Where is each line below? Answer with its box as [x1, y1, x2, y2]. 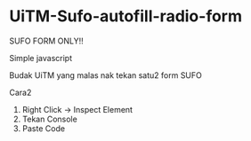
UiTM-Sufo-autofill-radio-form [9, 6, 243, 27]
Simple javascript [9, 52, 73, 63]
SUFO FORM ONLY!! [9, 35, 85, 46]
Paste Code [21, 122, 65, 134]
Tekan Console [21, 114, 77, 124]
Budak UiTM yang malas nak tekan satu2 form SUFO [9, 69, 203, 81]
